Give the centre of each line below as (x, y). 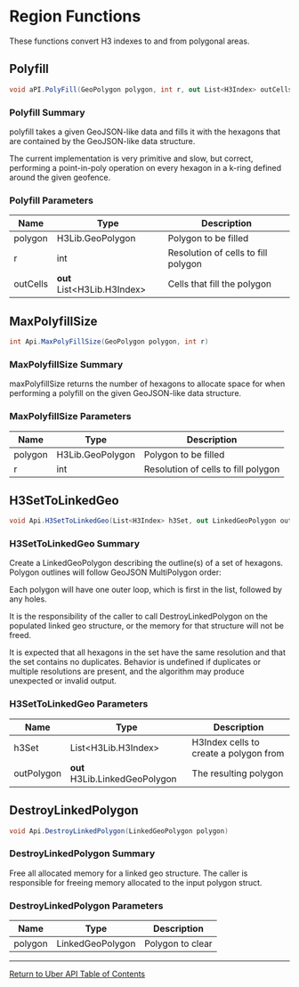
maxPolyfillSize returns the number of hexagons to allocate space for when (147, 384)
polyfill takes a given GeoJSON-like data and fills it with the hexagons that (145, 132)
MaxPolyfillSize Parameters (70, 417)
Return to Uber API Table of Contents (77, 974)
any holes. (28, 599)
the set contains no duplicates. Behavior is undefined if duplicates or (135, 662)
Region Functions (75, 16)
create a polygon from (238, 753)
